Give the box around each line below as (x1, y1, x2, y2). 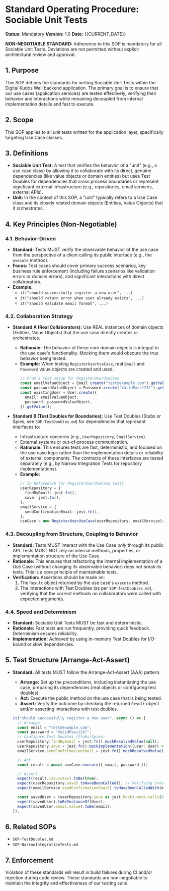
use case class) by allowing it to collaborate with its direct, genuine (12, 168, 152, 174)
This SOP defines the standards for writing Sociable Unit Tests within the (5, 79, 156, 85)
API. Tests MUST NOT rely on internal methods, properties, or (12, 547, 141, 553)
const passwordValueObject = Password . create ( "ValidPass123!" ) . (20, 385, 158, 391)
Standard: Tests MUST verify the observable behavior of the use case (12, 246, 158, 253)
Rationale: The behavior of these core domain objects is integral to (20, 345, 159, 351)
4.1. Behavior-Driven (5, 235, 56, 242)
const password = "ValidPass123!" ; (17, 729, 92, 735)
